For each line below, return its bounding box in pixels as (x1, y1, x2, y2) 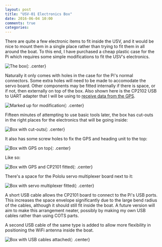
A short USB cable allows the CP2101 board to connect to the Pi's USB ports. (5, 192, 158, 198)
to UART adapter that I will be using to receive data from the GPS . (5, 93, 135, 99)
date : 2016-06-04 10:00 (5, 16, 53, 21)
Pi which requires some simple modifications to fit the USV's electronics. (5, 54, 150, 60)
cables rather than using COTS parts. (5, 213, 79, 218)
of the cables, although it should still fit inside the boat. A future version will (5, 202, 155, 208)
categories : (5, 25, 29, 30)
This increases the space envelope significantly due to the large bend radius (5, 197, 157, 203)
